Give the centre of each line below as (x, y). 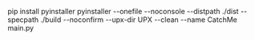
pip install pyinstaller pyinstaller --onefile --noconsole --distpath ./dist (123, 11)
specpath (23, 20)
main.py (20, 28)
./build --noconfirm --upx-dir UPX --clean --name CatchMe (139, 20)
